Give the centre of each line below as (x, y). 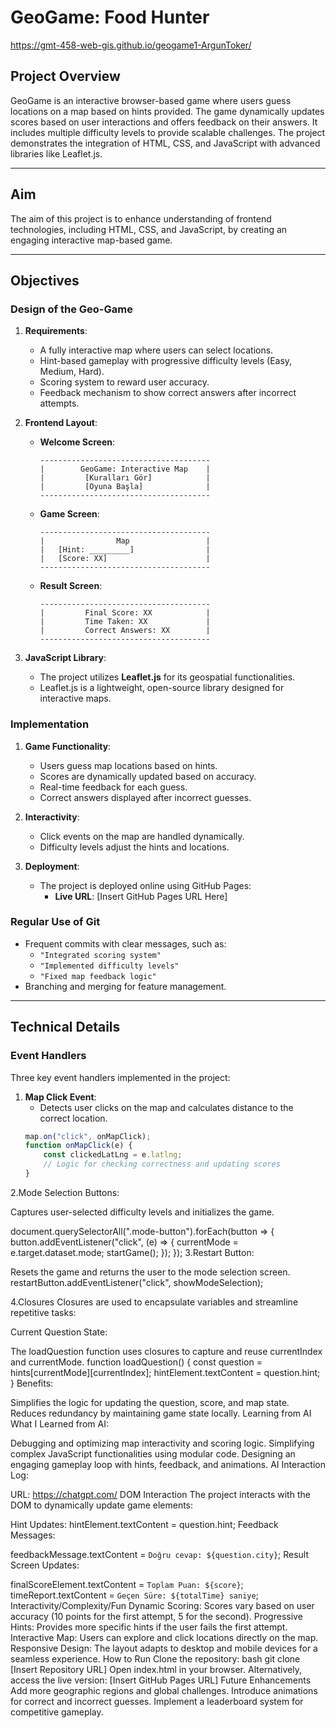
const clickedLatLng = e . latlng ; (113, 1155)
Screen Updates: (45, 1565)
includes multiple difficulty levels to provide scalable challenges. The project (168, 132)
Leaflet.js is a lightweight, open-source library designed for (162, 688)
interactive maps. (75, 698)
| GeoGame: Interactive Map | (125, 469)
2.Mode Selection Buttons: (65, 1192)
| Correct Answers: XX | (125, 631)
